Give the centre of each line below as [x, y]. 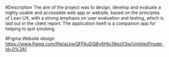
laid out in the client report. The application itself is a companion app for [80, 23]
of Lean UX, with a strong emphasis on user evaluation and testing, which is [84, 18]
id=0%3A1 [16, 49]
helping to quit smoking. [30, 29]
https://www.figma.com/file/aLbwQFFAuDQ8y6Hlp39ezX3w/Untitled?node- [84, 44]
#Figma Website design [30, 38]
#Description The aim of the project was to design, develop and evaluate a [83, 7]
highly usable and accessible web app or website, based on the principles [82, 13]
